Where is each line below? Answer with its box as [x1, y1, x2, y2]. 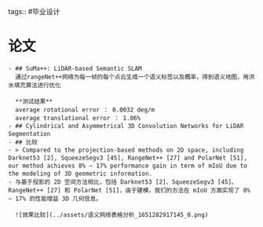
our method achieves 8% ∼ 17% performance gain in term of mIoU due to [8, 162, 247, 170]
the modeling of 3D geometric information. [8, 170, 153, 178]
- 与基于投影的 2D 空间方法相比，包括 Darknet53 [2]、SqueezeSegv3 [8, 178, 214, 186]
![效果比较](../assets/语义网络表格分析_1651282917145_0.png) [15, 211, 209, 218]
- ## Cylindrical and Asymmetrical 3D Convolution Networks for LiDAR [8, 122, 244, 130]
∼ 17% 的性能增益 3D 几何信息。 [8, 195, 102, 203]
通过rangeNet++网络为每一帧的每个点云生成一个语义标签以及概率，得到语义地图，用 [15, 73, 250, 81]
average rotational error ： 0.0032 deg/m [15, 105, 155, 114]
